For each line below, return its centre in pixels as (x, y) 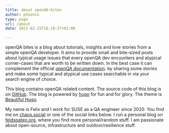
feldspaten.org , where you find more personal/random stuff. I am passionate (84, 120)
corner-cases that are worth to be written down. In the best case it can (79, 63)
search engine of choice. (31, 79)
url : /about (18, 24)
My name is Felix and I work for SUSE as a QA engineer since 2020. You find (85, 109)
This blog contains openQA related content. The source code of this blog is (83, 89)
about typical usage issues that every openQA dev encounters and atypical (83, 58)
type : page (17, 19)
